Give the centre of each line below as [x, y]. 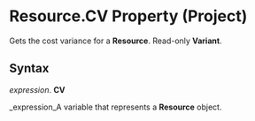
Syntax [29, 68]
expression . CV [37, 89]
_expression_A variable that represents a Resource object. [116, 107]
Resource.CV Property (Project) [128, 16]
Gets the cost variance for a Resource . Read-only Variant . [116, 41]
